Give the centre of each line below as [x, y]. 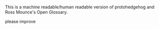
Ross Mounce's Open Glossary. [36, 12]
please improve [20, 22]
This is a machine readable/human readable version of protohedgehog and [80, 7]
